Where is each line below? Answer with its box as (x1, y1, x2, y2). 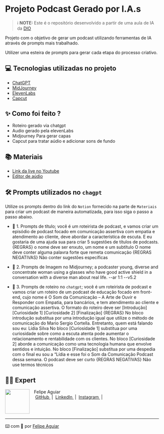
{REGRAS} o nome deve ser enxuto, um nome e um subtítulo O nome (12, 244, 151, 250)
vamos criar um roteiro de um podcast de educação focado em (12, 289, 140, 295)
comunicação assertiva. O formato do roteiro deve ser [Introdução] (12, 304, 147, 311)
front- (140, 289, 152, 295)
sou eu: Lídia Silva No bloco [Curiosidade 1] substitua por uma (12, 325, 138, 331)
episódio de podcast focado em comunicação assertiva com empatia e (12, 229, 155, 235)
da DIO (17, 25, 31, 31)
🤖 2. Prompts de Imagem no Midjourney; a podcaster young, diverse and (12, 264, 159, 270)
